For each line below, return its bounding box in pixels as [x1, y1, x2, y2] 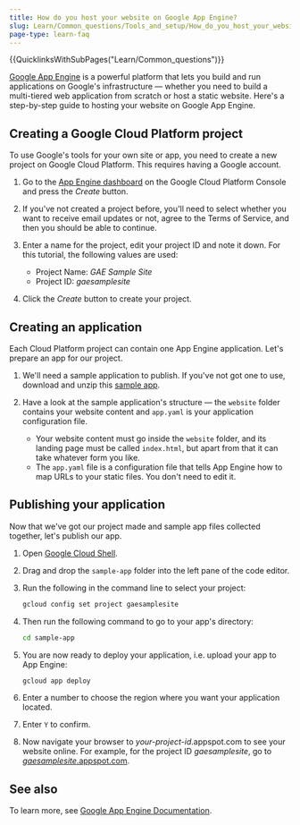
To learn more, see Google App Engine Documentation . [9, 805, 212, 816]
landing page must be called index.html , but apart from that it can [35, 443, 279, 453]
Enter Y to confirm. [21, 719, 91, 730]
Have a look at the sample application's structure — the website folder [21, 397, 281, 407]
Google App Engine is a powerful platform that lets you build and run [9, 72, 262, 82]
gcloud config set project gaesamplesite [21, 600, 179, 608]
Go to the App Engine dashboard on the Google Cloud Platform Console [21, 176, 287, 188]
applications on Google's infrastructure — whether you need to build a [9, 81, 268, 92]
